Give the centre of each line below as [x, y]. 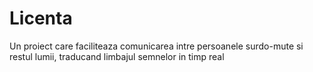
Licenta [41, 18]
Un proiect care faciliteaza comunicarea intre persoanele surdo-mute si [156, 46]
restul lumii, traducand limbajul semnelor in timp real [117, 56]
